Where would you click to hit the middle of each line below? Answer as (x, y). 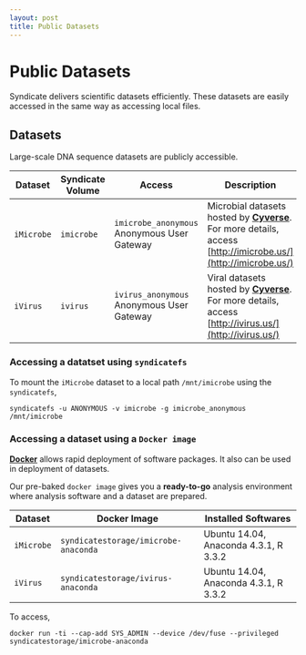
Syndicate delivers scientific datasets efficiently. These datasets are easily (149, 97)
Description (250, 185)
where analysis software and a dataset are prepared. (108, 496)
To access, (30, 617)
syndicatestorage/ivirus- (117, 578)
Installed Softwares (248, 518)
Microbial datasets (247, 206)
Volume (83, 190)
